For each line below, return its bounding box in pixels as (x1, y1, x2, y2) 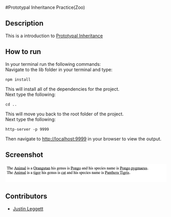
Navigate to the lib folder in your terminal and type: (5, 66, 113, 73)
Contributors (5, 192, 48, 201)
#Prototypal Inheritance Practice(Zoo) (5, 5, 85, 10)
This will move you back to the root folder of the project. (5, 111, 124, 117)
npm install (5, 77, 31, 82)
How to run (5, 47, 41, 56)
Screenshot (5, 151, 44, 159)
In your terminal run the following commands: (5, 61, 101, 67)
